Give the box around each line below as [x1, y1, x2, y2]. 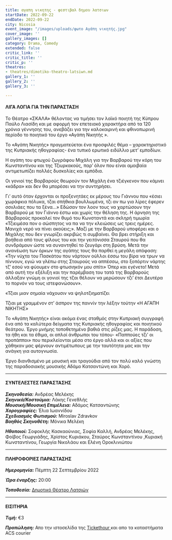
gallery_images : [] [5, 36, 47, 41]
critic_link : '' [5, 50, 40, 55]
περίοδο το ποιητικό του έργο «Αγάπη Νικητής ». [5, 132, 109, 138]
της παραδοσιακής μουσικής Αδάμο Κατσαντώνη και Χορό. [5, 363, 132, 369]
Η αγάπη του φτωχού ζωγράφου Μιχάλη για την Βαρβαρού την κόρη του [5, 157, 162, 163]
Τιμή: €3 [5, 515, 24, 521]
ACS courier [5, 530, 31, 536]
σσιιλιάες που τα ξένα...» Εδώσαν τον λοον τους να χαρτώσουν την [5, 204, 151, 210]
